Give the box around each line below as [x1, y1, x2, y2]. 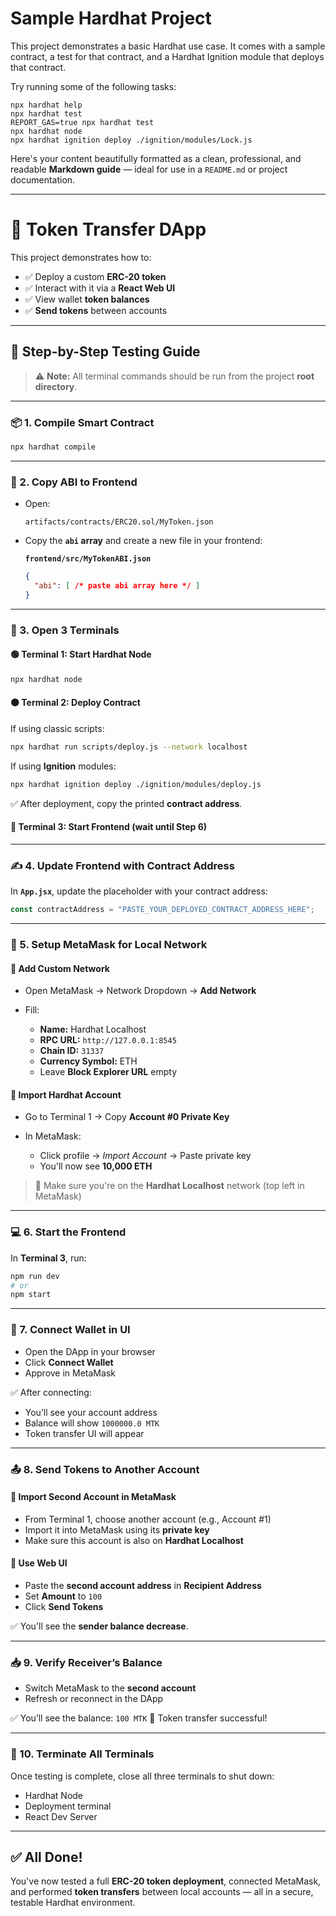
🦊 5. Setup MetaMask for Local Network [10, 938, 208, 952]
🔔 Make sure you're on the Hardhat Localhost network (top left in [34, 1180, 305, 1192]
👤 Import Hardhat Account [10, 1088, 122, 1101]
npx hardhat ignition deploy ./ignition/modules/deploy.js [10, 779, 262, 789]
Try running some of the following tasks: [10, 80, 177, 92]
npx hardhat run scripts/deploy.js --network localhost [10, 742, 248, 752]
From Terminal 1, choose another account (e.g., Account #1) [24, 1513, 272, 1525]
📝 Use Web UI [10, 1557, 68, 1569]
